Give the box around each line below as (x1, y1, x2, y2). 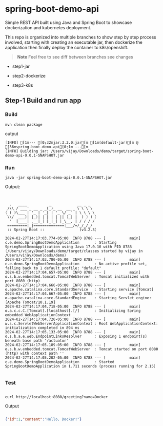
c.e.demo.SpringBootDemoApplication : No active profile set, (5, 261, 147, 266)
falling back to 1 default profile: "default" (5, 266, 102, 271)
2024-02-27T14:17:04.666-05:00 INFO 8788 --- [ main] (5, 283, 141, 288)
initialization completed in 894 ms (5, 325, 80, 330)
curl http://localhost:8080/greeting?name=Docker (5, 395, 108, 400)
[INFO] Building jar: (5, 149, 49, 154)
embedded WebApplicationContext (5, 312, 71, 317)
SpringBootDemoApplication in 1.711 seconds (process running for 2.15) (5, 364, 156, 368)
